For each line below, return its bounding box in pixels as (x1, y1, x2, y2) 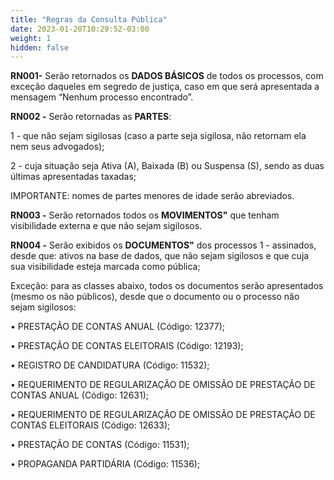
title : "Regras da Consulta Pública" (10, 14, 168, 25)
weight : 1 (10, 33, 52, 43)
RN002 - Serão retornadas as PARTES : (10, 111, 172, 123)
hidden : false (10, 42, 70, 53)
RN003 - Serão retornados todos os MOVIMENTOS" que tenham (10, 209, 280, 221)
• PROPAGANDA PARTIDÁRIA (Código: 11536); (10, 458, 201, 470)
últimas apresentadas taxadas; (10, 171, 137, 183)
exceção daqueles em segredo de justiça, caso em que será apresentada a (10, 81, 320, 93)
